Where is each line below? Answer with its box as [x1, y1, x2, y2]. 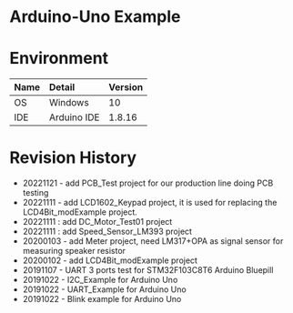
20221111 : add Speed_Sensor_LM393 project [22, 226, 193, 237]
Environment [9, 48, 109, 69]
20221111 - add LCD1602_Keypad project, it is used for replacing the [22, 197, 278, 208]
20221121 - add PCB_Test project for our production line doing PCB [22, 177, 274, 188]
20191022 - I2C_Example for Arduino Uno [22, 275, 178, 286]
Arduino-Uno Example [9, 6, 181, 27]
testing [22, 187, 49, 198]
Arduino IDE [48, 111, 100, 124]
